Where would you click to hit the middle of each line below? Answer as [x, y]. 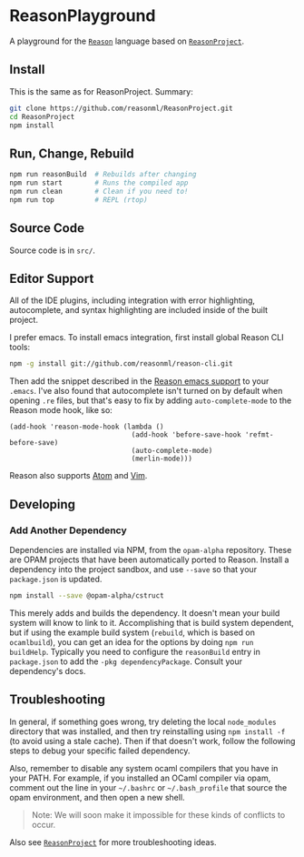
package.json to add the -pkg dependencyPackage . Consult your [126, 661]
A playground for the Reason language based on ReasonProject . [127, 41]
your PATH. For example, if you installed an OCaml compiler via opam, [140, 778]
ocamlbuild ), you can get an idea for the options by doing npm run [132, 641]
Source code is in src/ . [52, 250]
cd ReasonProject [42, 116]
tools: [20, 348]
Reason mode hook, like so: [61, 410]
